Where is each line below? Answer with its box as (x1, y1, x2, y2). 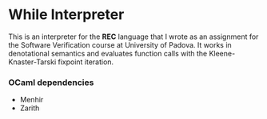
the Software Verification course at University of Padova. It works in (8, 40, 232, 49)
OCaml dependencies (8, 77, 94, 88)
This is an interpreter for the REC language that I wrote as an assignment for (8, 32, 259, 41)
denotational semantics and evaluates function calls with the (8, 48, 208, 58)
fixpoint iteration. (58, 57, 114, 67)
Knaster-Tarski (8, 57, 57, 67)
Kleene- (209, 48, 236, 58)
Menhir (19, 95, 44, 105)
